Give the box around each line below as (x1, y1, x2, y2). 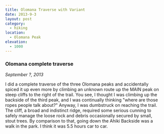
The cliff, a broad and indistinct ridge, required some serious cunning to (5, 107, 152, 113)
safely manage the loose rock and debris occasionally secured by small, (5, 112, 153, 119)
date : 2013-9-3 (5, 12, 37, 17)
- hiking (9, 26, 28, 31)
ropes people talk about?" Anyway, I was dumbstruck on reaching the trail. (5, 102, 158, 108)
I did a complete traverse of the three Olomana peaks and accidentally (5, 81, 149, 87)
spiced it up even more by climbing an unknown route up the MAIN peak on (5, 86, 160, 92)
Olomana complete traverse (5, 60, 74, 67)
